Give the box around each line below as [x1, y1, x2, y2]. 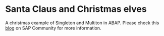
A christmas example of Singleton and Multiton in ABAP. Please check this [5, 20, 159, 26]
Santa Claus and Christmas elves [5, 3, 147, 15]
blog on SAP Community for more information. [5, 25, 102, 31]
